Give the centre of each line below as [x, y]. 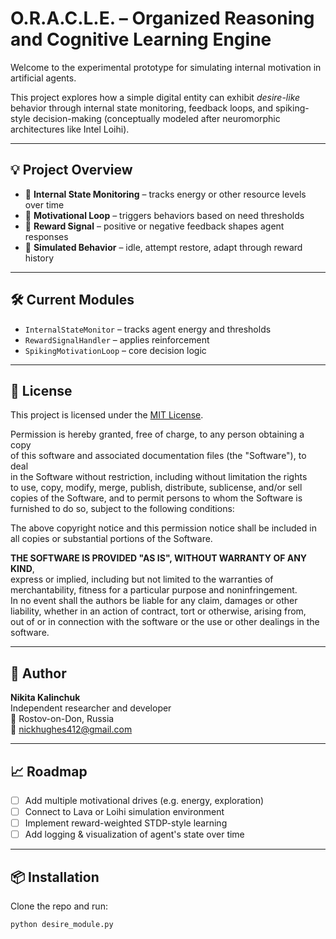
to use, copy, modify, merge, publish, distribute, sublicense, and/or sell [156, 488]
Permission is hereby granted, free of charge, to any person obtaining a [157, 434]
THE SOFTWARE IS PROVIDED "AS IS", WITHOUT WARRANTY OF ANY [159, 558]
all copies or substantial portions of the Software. [111, 539]
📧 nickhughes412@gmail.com [71, 729]
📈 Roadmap [49, 771]
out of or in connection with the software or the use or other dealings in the [165, 622]
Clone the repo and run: [59, 906]
